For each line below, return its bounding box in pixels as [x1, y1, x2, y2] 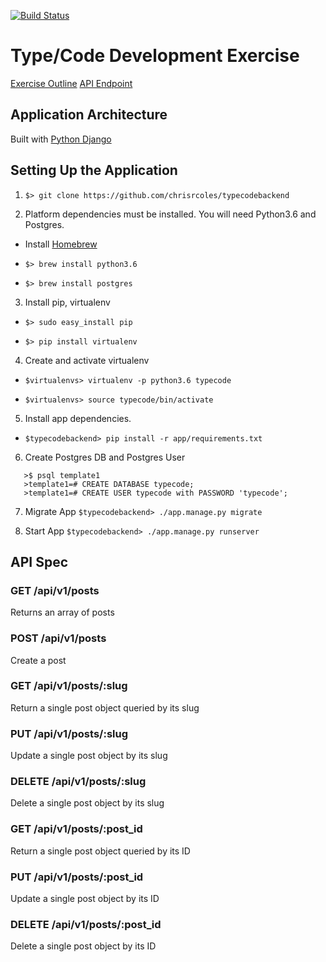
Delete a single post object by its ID [10, 940, 157, 952]
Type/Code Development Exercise [10, 45, 300, 67]
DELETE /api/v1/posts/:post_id [10, 917, 162, 931]
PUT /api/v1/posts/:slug [10, 726, 128, 740]
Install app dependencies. [24, 412, 132, 424]
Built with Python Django [10, 133, 112, 145]
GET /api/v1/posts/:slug [10, 679, 128, 693]
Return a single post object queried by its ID [10, 845, 191, 857]
